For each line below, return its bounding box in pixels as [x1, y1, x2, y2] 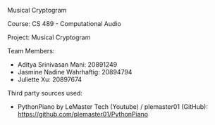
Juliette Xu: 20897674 [17, 75, 82, 84]
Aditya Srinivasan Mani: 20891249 [17, 60, 118, 69]
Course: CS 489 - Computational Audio [7, 20, 121, 27]
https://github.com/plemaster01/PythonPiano [17, 110, 149, 118]
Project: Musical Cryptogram [7, 33, 91, 41]
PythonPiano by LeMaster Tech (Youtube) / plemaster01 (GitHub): [17, 103, 208, 111]
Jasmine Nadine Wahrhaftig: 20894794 [17, 68, 133, 76]
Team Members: [7, 47, 55, 55]
